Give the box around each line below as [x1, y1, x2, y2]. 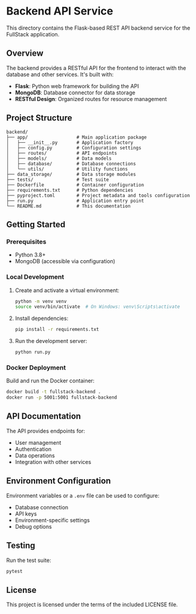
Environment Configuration [6, 476, 111, 486]
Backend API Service [6, 4, 113, 18]
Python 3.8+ [14, 251, 46, 258]
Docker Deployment [6, 363, 66, 371]
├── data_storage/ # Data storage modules [6, 171, 136, 177]
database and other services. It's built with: [6, 71, 114, 78]
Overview [6, 48, 44, 59]
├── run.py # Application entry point [6, 198, 145, 204]
